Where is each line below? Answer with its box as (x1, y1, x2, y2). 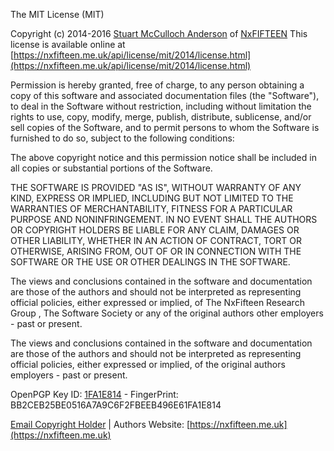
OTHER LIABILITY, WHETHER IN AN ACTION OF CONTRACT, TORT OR (10, 235, 302, 246)
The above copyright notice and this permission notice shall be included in (10, 152, 317, 163)
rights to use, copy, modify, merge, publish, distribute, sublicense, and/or (10, 111, 312, 123)
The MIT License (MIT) (10, 9, 105, 20)
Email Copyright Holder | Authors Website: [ (10, 419, 191, 430)
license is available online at (10, 39, 126, 50)
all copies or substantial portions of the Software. (10, 162, 213, 174)
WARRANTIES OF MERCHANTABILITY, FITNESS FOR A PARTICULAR (10, 203, 293, 214)
